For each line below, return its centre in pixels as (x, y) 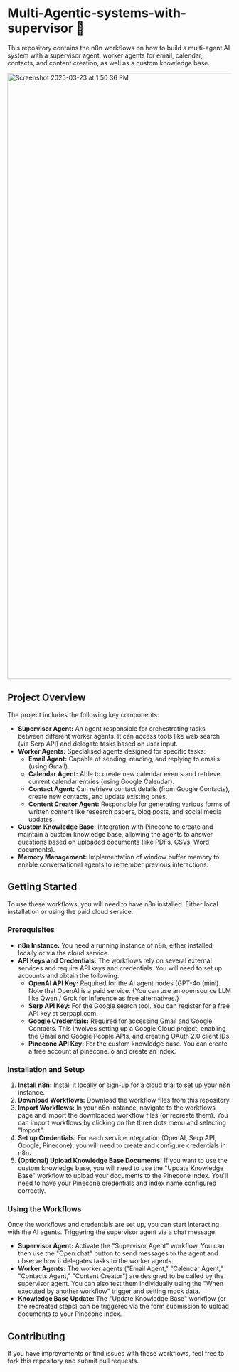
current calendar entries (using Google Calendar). (101, 781)
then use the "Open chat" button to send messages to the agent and (118, 1253)
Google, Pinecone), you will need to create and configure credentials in (122, 1145)
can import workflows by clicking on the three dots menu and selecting (122, 1123)
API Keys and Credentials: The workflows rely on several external (115, 960)
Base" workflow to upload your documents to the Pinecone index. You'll (123, 1176)
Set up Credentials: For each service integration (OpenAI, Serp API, (117, 1138)
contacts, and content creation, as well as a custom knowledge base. (108, 63)
